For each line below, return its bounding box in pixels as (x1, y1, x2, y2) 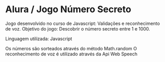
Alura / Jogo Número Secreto (5, 4, 131, 15)
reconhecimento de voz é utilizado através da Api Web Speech (5, 51, 138, 57)
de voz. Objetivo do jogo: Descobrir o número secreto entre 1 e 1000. (5, 25, 151, 32)
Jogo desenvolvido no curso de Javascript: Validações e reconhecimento (5, 20, 160, 26)
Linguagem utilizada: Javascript (5, 36, 73, 42)
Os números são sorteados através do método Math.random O (5, 45, 137, 51)
